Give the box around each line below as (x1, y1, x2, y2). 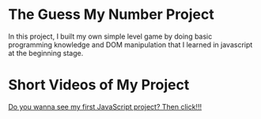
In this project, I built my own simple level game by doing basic (8, 32, 213, 41)
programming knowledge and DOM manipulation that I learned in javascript (8, 39, 253, 49)
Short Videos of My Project (8, 76, 190, 94)
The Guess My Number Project (8, 6, 215, 24)
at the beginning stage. (8, 48, 84, 58)
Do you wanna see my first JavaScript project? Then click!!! (8, 102, 202, 111)
